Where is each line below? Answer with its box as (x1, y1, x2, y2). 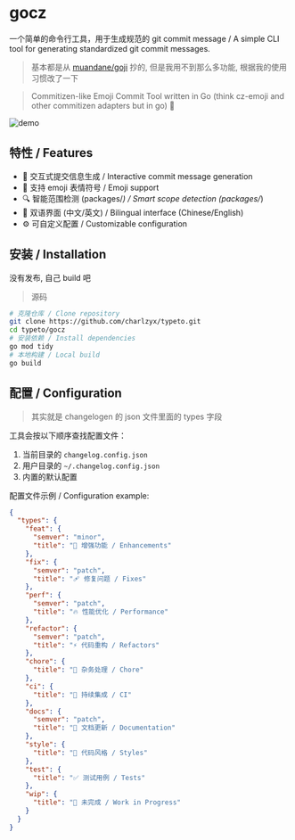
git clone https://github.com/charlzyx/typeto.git (9, 317, 201, 326)
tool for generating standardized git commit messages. (9, 43, 211, 54)
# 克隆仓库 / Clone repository (9, 309, 120, 318)
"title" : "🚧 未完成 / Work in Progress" (32, 798, 181, 807)
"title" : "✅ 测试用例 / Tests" (32, 773, 145, 782)
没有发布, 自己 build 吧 (9, 272, 92, 283)
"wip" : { (25, 790, 58, 799)
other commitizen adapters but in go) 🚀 (30, 100, 176, 111)
